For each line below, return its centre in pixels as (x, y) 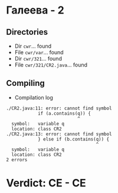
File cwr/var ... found (39, 52)
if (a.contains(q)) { (64, 113)
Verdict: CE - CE (46, 183)
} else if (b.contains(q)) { (73, 139)
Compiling (26, 83)
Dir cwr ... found (33, 46)
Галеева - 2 (35, 10)
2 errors (17, 159)
